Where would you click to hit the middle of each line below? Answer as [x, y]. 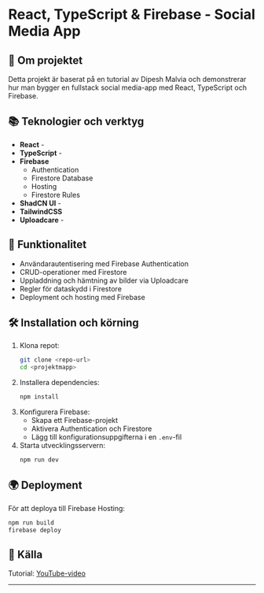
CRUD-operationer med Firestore [73, 272]
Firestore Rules [56, 195]
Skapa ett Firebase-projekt [75, 421]
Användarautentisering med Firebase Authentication [104, 263]
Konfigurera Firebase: [55, 412]
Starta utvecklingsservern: [62, 446]
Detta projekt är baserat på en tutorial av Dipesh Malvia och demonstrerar [127, 79]
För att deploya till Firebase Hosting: [67, 508]
